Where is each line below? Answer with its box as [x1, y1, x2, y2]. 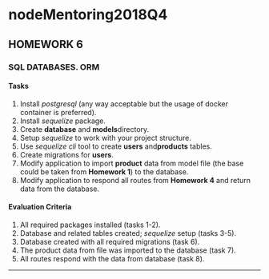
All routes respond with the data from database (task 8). [19, 253, 205, 263]
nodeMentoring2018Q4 [8, 6, 168, 24]
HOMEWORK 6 [8, 38, 84, 51]
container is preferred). [19, 107, 97, 117]
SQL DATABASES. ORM [8, 62, 100, 73]
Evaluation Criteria [8, 202, 72, 212]
